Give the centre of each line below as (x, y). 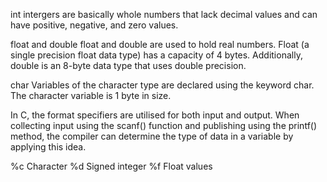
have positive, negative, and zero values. (94, 25)
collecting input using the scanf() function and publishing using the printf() (164, 125)
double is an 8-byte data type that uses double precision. (128, 65)
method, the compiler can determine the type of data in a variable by (152, 136)
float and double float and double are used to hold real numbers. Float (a (160, 44)
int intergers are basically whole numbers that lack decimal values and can (164, 14)
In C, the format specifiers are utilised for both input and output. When (155, 115)
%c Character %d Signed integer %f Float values (111, 166)
